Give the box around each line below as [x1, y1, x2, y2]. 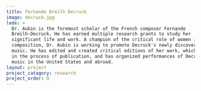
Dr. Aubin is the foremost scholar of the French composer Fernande [11, 25, 186, 32]
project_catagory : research [6, 70, 77, 76]
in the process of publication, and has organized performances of [11, 53, 184, 59]
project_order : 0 [6, 75, 50, 81]
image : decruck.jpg [6, 14, 55, 20]
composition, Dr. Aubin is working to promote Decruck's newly [11, 43, 172, 48]
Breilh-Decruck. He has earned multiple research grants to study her [11, 31, 191, 37]
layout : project [6, 64, 47, 71]
